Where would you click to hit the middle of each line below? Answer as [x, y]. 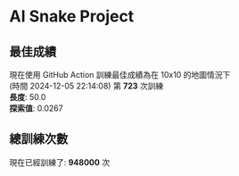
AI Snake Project [72, 17]
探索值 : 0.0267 [37, 108]
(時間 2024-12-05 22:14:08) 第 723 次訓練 [87, 86]
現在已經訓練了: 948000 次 [59, 162]
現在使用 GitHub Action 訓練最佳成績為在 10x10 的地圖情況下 [120, 75]
